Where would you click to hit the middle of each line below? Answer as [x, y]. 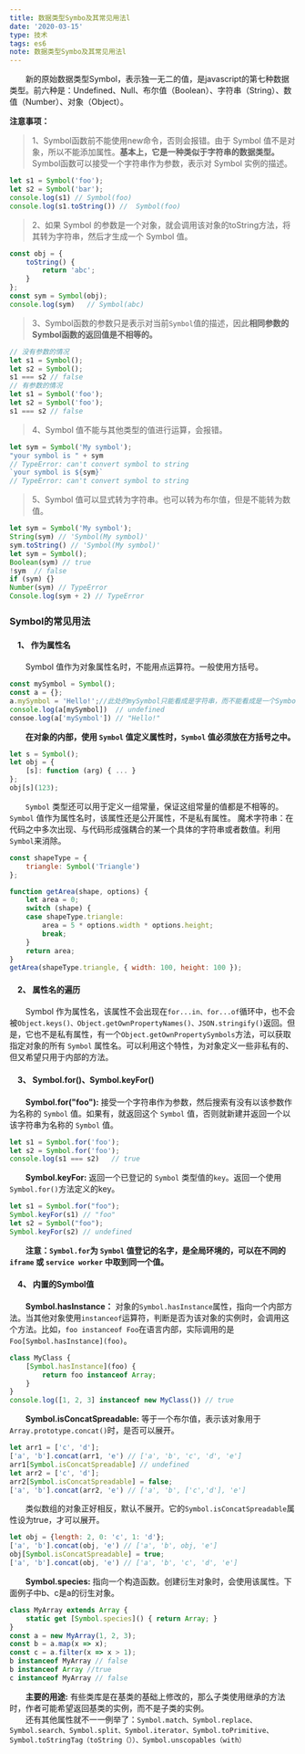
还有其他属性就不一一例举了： [81, 1719]
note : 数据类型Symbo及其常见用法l [68, 52]
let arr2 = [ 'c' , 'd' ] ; [55, 1473]
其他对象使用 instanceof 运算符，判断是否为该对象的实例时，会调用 [158, 1318]
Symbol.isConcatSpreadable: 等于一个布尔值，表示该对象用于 [143, 1419]
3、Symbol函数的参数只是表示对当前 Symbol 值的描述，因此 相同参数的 [160, 323]
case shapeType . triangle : [75, 917]
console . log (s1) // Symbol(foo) [71, 197]
